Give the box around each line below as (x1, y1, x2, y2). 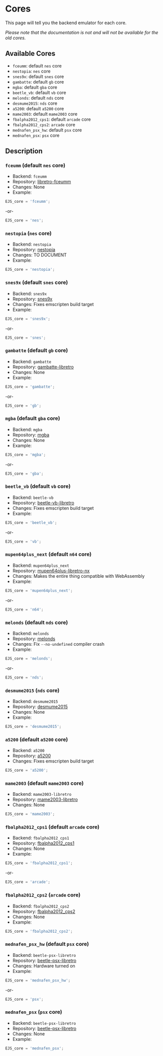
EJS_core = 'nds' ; (5, 675, 44, 680)
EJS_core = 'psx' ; (5, 997, 44, 1002)
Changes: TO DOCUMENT (12, 252, 67, 258)
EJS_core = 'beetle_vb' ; (5, 520, 57, 525)
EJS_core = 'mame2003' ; (5, 811, 55, 817)
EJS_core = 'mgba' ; (5, 452, 46, 457)
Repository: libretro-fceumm (12, 179, 71, 185)
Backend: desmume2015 (12, 698, 58, 704)
